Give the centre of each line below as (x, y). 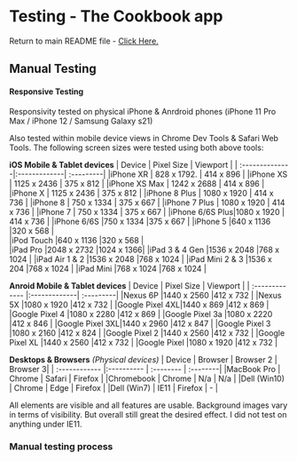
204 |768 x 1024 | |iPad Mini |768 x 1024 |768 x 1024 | (108, 268)
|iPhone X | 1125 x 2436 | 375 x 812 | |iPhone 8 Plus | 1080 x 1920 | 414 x (141, 193)
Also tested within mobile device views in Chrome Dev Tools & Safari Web (144, 138)
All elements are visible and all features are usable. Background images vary (148, 405)
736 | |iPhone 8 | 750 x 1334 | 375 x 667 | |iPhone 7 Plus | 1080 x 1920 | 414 (147, 203)
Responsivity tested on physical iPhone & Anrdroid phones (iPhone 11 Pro (143, 111)
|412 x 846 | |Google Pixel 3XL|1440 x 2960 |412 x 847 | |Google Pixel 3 (140, 323)
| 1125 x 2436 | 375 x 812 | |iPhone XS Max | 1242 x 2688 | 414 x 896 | (137, 183)
